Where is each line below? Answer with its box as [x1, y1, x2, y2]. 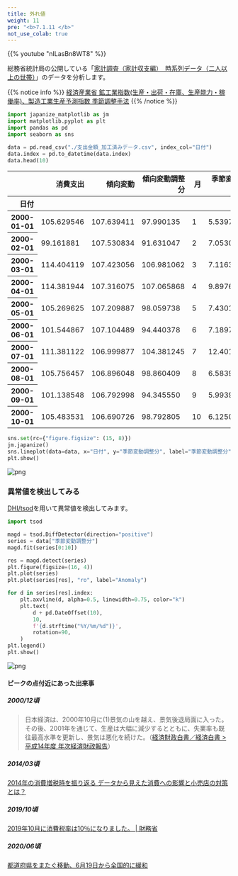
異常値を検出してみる [7, 486, 80, 496]
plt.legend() [7, 642, 46, 649]
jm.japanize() [7, 442, 50, 449]
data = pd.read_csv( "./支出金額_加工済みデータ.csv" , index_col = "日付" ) [7, 143, 212, 151]
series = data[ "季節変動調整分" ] [7, 537, 98, 544]
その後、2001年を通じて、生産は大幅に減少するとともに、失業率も [24, 724, 219, 733]
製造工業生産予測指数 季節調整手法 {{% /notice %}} [28, 97, 178, 106]
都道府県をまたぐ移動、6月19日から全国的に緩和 [7, 861, 149, 870]
